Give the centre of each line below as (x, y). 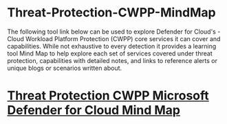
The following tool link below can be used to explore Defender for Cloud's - (114, 32)
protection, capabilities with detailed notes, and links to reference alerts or (112, 60)
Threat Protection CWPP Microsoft (108, 96)
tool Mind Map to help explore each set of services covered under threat (110, 53)
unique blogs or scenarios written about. (65, 68)
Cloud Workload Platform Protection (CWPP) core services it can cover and (114, 38)
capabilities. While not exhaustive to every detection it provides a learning (112, 46)
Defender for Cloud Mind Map (94, 110)
